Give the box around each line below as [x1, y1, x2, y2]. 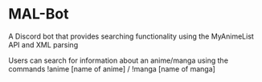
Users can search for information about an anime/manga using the [8, 55, 229, 65]
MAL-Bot [8, 5, 70, 23]
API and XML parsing [8, 39, 79, 49]
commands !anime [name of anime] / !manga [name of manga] [8, 64, 215, 73]
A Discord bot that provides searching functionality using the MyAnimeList [8, 31, 255, 41]
